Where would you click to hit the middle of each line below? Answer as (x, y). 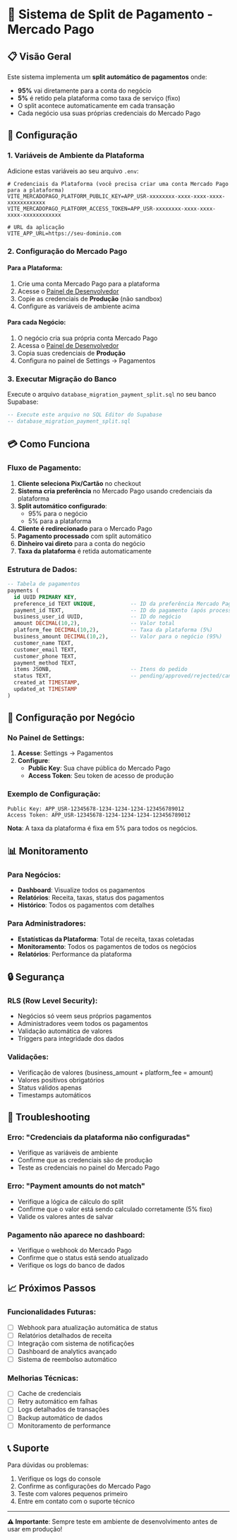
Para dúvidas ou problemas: (48, 1465)
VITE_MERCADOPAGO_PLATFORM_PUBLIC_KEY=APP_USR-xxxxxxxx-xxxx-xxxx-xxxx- (116, 196)
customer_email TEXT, (45, 650)
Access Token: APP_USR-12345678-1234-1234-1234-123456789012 (99, 815)
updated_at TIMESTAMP (45, 689)
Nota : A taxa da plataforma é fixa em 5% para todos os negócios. (103, 828)
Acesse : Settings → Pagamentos (65, 753)
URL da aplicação (39, 227)
